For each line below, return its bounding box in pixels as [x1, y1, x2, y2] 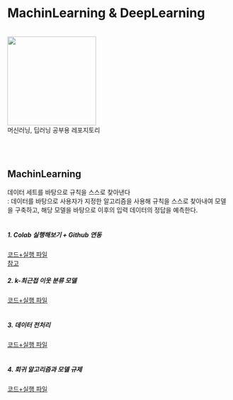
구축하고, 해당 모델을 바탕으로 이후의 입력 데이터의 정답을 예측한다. [14, 205, 198, 214]
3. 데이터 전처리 [7, 321, 51, 330]
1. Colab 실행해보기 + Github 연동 [7, 231, 102, 239]
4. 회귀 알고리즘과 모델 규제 [7, 365, 83, 374]
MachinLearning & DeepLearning [7, 5, 205, 21]
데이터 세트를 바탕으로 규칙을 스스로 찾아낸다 [7, 188, 131, 196]
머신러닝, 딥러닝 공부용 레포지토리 [7, 126, 101, 134]
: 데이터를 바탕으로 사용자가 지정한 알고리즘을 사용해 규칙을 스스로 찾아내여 [7, 197, 214, 205]
